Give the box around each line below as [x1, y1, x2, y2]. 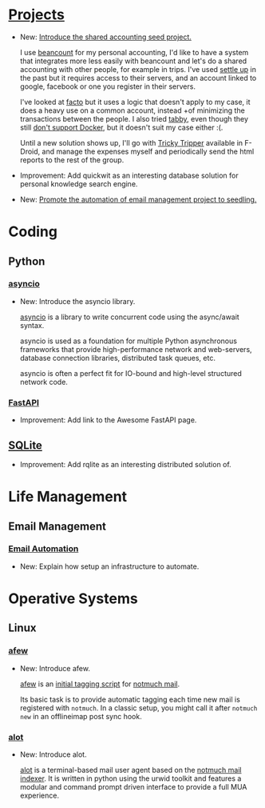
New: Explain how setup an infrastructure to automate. [19, 562, 200, 571]
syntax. [19, 320, 45, 330]
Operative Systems [8, 590, 138, 607]
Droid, [19, 146, 41, 156]
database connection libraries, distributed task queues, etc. [19, 353, 216, 362]
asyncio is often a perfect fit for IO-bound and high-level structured [19, 368, 242, 378]
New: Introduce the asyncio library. [19, 296, 136, 306]
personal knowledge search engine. [19, 178, 138, 189]
